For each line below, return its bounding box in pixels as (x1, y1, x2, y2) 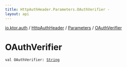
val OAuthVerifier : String (5, 57, 60, 63)
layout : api (5, 12, 29, 16)
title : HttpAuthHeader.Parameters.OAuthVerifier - (5, 7, 110, 12)
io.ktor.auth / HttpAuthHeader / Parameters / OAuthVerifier (5, 25, 122, 30)
